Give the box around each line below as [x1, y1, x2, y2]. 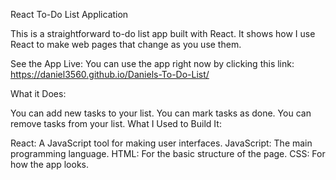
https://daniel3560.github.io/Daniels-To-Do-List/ [10, 69, 210, 80]
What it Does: [10, 88, 67, 99]
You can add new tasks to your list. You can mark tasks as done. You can [10, 107, 312, 119]
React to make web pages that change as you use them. [10, 39, 242, 50]
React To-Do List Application [10, 9, 129, 20]
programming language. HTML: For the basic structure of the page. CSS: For [10, 148, 326, 159]
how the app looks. [10, 159, 90, 170]
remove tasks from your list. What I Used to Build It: [10, 118, 222, 129]
